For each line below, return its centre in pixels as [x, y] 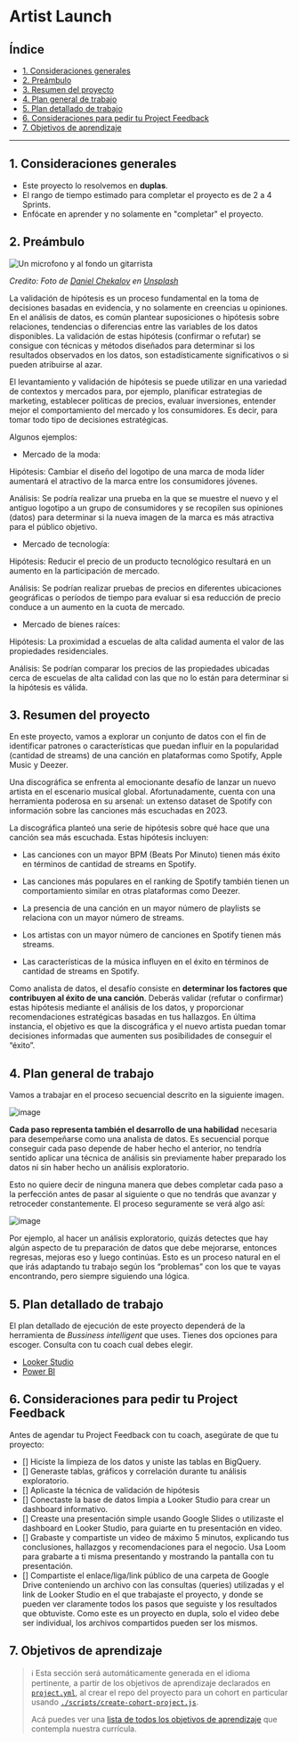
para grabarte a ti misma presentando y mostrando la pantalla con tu [148, 1556]
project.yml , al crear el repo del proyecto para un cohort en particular [159, 1692]
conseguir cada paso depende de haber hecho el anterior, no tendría [136, 1149]
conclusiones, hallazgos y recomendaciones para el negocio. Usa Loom [154, 1547]
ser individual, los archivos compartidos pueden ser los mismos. [140, 1623]
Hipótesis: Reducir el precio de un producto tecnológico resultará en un [140, 561]
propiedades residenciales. [59, 651]
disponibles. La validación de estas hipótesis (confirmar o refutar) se [135, 335]
